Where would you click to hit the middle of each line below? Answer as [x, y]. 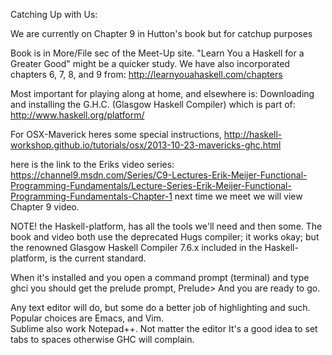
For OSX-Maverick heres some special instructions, [116, 134]
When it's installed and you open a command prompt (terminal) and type [160, 277]
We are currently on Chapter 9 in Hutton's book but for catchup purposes [161, 33]
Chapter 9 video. [45, 207]
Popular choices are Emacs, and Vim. [87, 318]
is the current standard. [98, 258]
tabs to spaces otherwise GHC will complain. [102, 339]
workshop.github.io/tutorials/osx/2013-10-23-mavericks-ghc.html [146, 145]
